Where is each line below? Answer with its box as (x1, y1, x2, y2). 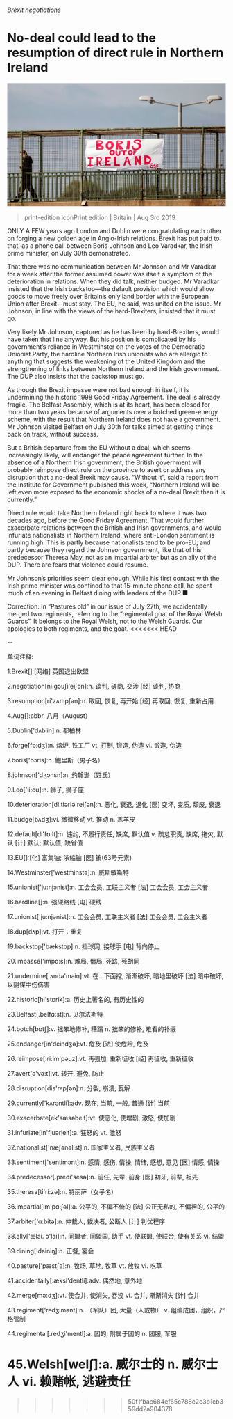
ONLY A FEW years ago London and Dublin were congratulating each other (7, 227, 222, 235)
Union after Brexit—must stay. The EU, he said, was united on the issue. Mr (7, 299, 222, 308)
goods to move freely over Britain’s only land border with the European (7, 292, 209, 301)
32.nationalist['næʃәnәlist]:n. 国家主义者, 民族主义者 (7, 1143, 155, 1152)
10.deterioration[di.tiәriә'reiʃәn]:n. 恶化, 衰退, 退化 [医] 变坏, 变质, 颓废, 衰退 (7, 801, 221, 809)
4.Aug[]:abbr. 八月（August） (7, 712, 92, 720)
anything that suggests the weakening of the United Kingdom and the (7, 357, 206, 366)
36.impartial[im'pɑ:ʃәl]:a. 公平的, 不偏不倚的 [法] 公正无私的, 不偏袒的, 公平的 (7, 1202, 225, 1211)
